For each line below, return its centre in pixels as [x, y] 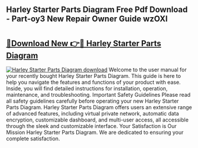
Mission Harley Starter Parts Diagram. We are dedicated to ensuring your [95, 132]
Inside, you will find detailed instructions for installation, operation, [87, 88]
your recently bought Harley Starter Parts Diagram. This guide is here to [94, 76]
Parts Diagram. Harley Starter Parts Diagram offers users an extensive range [99, 107]
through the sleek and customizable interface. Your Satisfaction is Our [92, 126]
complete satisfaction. [33, 139]
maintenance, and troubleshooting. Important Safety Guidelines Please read [98, 95]
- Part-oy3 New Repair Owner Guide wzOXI [87, 19]
